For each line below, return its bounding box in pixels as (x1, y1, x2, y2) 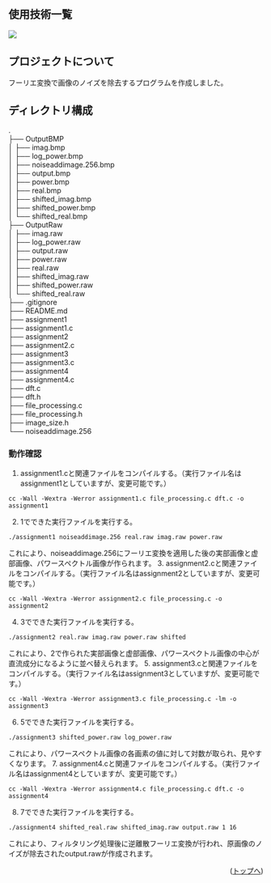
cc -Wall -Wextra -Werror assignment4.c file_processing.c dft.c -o (8, 784, 244, 793)
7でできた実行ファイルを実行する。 (19, 807, 138, 817)
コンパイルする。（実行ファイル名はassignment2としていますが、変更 (22, 568, 253, 578)
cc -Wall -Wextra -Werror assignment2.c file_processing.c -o (8, 594, 222, 603)
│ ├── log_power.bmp (8, 151, 83, 161)
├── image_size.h (8, 418, 70, 427)
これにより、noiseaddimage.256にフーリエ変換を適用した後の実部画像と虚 (8, 548, 259, 558)
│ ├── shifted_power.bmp (8, 203, 96, 213)
